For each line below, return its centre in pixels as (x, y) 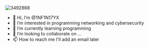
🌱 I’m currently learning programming (52, 28)
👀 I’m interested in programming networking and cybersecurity (78, 23)
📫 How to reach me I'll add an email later (56, 39)
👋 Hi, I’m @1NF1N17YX (36, 17)
